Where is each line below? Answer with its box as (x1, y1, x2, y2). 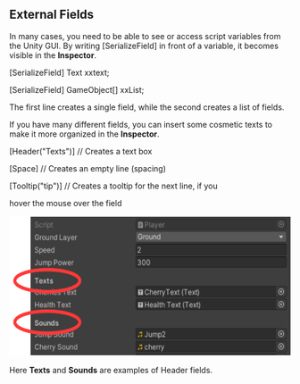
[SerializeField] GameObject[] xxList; (9, 84, 145, 95)
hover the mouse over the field (9, 197, 122, 208)
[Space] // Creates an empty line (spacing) (9, 163, 167, 173)
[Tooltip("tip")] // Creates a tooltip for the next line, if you (9, 180, 218, 191)
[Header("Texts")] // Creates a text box (9, 146, 153, 156)
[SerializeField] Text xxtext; (9, 67, 110, 78)
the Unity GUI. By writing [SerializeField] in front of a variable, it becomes (9, 40, 279, 51)
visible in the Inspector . (9, 49, 96, 61)
